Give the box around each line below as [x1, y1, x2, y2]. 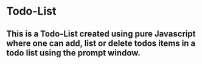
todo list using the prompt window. [6, 48, 141, 58]
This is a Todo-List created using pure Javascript [6, 29, 196, 39]
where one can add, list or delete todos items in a [6, 38, 196, 48]
